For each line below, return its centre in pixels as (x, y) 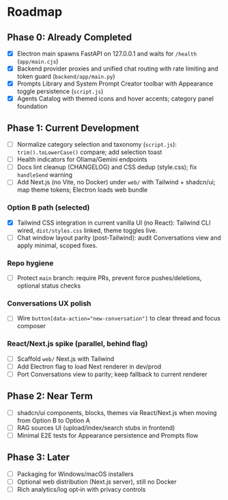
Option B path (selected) (48, 208)
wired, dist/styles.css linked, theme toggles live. (87, 230)
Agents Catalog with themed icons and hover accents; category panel (115, 99)
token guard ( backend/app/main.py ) (66, 77)
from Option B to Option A (53, 420)
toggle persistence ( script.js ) (60, 91)
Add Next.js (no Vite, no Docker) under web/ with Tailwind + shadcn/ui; (116, 182)
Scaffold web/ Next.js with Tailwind (66, 359)
